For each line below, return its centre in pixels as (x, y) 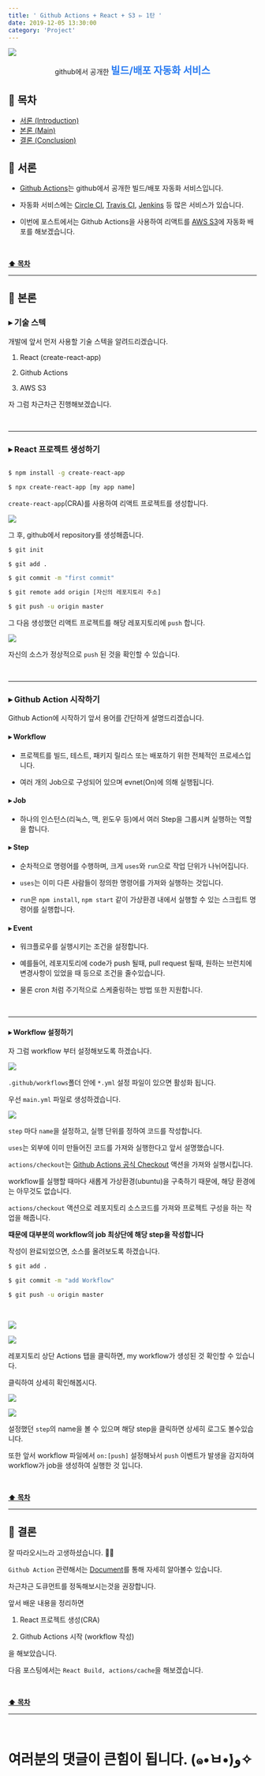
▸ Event (21, 927)
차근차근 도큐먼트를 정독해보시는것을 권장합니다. (82, 1586)
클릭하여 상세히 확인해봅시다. (52, 1383)
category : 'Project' (42, 30)
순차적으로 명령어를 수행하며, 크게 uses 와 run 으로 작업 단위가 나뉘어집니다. (134, 866)
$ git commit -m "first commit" (61, 578)
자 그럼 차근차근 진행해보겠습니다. (60, 404)
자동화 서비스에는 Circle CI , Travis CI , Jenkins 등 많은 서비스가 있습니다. (132, 205)
